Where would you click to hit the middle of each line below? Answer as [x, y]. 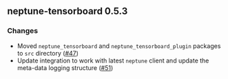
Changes [23, 31]
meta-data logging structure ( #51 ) [65, 67]
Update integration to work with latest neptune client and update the [113, 60]
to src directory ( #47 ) [48, 53]
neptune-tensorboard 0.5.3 [68, 11]
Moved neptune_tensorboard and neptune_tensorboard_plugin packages [119, 46]
